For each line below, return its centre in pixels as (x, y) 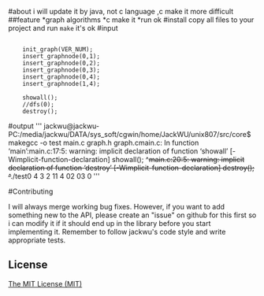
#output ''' (25, 126)
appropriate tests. (37, 240)
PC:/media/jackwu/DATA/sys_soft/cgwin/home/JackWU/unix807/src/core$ (130, 134)
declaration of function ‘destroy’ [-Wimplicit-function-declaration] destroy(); (131, 168)
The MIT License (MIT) (45, 283)
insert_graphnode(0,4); (61, 77)
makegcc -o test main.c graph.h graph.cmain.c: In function (104, 142)
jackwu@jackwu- (72, 126)
